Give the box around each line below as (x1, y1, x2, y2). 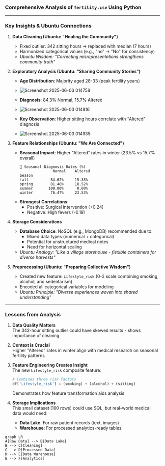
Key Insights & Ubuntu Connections (5, 23, 92, 29)
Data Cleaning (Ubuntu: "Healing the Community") (12, 33, 118, 39)
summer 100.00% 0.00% (19, 186, 88, 191)
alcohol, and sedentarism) (19, 278, 73, 284)
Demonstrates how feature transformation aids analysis (12, 390, 125, 396)
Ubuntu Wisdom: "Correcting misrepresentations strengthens (19, 54, 144, 59)
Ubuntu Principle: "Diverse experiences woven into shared (19, 289, 138, 295)
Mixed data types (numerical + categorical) (27, 233, 114, 239)
